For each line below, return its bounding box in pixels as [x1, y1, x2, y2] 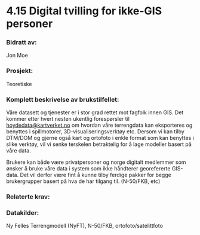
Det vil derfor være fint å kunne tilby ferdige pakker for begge [20, 172, 171, 179]
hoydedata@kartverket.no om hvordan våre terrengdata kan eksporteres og [6, 121, 193, 129]
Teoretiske [6, 80, 32, 87]
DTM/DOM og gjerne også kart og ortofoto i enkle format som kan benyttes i [6, 135, 194, 142]
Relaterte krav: [6, 193, 50, 201]
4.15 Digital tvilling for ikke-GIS [6, 4, 162, 18]
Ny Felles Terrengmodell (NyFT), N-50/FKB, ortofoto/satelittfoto [6, 222, 163, 230]
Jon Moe [6, 52, 28, 59]
